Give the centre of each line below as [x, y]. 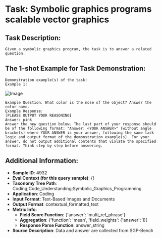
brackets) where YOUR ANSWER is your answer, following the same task [80, 133]
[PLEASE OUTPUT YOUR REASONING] [38, 115]
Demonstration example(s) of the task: [46, 80]
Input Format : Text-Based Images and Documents [64, 199]
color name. [17, 107]
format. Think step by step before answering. [54, 146]
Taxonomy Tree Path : [35, 183]
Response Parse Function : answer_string [62, 225]
